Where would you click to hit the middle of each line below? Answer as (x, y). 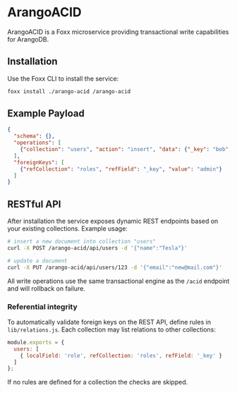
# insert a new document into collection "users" (82, 242)
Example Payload (46, 114)
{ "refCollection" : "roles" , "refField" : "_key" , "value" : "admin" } (121, 169)
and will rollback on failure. (47, 288)
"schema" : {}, (34, 136)
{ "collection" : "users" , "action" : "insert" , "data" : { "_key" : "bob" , (126, 150)
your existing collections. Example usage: (68, 229)
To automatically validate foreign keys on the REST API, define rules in (109, 322)
